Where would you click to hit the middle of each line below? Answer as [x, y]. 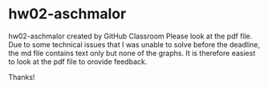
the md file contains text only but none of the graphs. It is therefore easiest [132, 53]
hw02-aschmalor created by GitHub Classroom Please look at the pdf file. [130, 36]
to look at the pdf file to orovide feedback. [78, 62]
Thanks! [22, 77]
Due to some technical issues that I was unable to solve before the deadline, [134, 44]
